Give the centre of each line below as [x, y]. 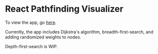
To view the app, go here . [31, 22]
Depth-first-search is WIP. [31, 46]
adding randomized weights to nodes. [43, 37]
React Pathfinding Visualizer [64, 9]
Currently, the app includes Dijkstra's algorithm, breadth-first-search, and [79, 32]
